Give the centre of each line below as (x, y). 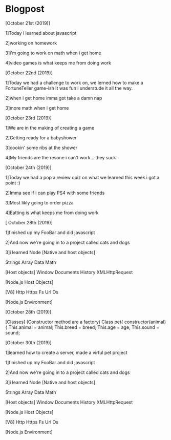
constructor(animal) (145, 322)
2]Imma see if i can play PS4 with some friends (55, 193)
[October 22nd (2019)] (29, 73)
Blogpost (25, 9)
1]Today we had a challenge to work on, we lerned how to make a (74, 82)
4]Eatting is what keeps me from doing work (52, 213)
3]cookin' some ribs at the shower (41, 148)
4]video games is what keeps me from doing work (58, 62)
